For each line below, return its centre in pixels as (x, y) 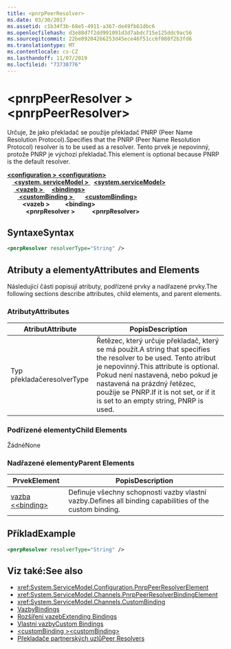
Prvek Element (36, 480)
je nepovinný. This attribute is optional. (158, 367)
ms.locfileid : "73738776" (44, 65)
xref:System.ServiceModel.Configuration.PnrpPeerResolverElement (113, 587)
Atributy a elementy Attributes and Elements (103, 270)
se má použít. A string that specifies (153, 350)
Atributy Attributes (38, 311)
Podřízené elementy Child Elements (67, 430)
